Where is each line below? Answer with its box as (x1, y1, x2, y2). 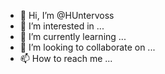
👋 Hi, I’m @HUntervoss (19, 10, 115, 21)
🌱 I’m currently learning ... (19, 31, 127, 42)
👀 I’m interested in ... (19, 20, 105, 32)
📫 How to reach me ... (19, 53, 113, 64)
